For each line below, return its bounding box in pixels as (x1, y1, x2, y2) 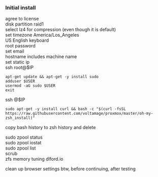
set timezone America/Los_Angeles (5, 32, 80, 38)
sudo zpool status (5, 134, 43, 140)
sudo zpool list (5, 145, 36, 151)
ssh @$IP (5, 96, 25, 103)
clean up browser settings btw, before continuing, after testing (5, 166, 136, 172)
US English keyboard (5, 37, 49, 43)
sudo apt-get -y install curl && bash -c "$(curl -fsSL (5, 107, 126, 112)
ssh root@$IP (5, 64, 34, 70)
